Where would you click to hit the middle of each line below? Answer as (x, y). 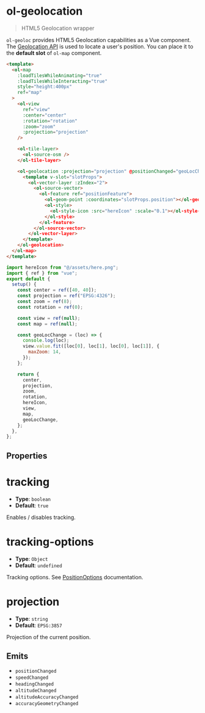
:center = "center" (45, 115)
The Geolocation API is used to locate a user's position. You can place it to (100, 46)
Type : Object (31, 559)
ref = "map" (30, 93)
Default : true (32, 505)
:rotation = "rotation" (50, 121)
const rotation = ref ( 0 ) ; (50, 307)
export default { (28, 279)
